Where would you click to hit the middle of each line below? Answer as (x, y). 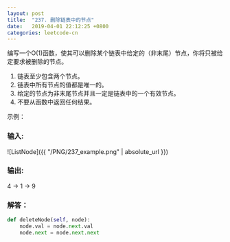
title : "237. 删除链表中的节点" (51, 20)
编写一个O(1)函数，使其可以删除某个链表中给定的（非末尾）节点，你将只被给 (115, 53)
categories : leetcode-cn (43, 33)
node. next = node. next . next (59, 232)
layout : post (26, 13)
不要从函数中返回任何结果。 (56, 102)
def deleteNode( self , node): (49, 220)
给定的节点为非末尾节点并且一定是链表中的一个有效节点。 (98, 93)
